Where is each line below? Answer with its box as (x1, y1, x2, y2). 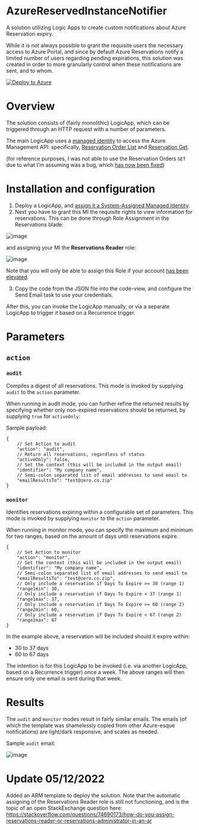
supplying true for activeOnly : (6, 412, 80, 419)
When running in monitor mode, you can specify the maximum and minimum (6, 526, 193, 533)
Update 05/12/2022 (6, 772, 105, 786)
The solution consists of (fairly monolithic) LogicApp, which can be (6, 119, 170, 126)
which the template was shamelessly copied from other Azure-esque (6, 722, 175, 729)
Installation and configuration (6, 182, 156, 196)
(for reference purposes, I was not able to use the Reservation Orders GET (6, 155, 186, 162)
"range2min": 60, (17, 607, 60, 613)
